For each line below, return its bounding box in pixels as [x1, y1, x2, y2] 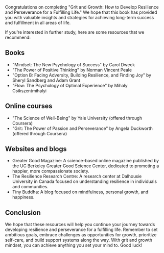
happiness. [12, 194, 35, 200]
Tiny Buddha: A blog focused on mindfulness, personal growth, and [12, 189, 148, 195]
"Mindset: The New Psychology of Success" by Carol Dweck [12, 61, 135, 68]
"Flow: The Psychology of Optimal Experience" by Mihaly [12, 82, 128, 88]
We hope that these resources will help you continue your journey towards [5, 222, 155, 228]
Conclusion [5, 208, 41, 217]
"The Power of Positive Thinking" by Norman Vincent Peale [12, 67, 132, 73]
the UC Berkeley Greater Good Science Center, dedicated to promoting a [12, 163, 159, 169]
